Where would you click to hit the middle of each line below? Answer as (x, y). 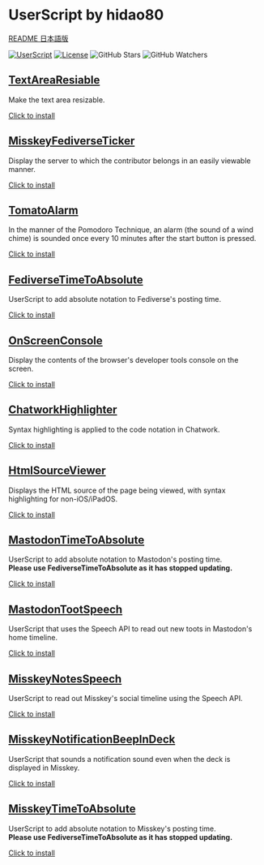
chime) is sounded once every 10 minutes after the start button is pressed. (132, 239)
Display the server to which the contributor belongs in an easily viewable (130, 161)
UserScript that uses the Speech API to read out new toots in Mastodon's (130, 629)
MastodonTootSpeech (66, 609)
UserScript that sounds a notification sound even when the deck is (119, 759)
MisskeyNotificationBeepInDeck (92, 740)
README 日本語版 (38, 38)
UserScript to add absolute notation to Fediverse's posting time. (115, 299)
